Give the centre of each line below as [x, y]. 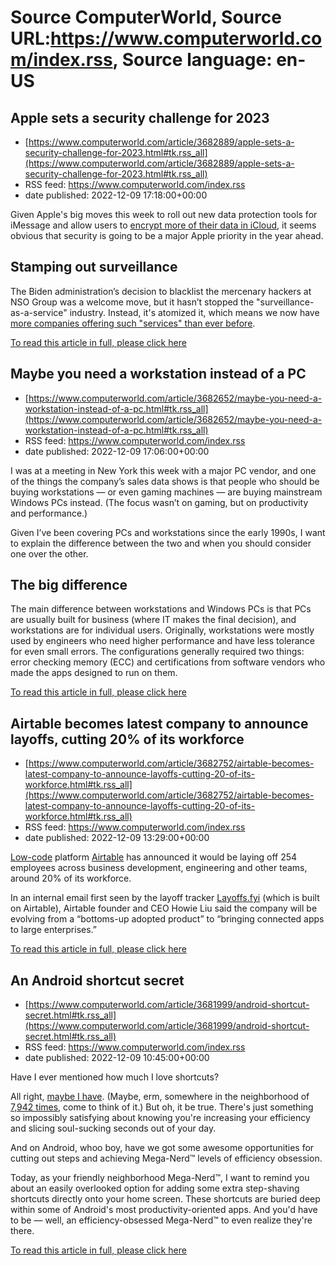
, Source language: [192, 60]
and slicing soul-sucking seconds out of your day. [113, 1128]
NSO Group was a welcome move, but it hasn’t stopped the [132, 302]
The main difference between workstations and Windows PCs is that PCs [161, 609]
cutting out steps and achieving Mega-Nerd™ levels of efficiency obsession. [166, 1158]
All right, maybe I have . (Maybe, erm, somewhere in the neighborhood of [160, 1097]
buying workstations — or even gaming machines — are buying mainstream [166, 492]
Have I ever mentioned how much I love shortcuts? [115, 1077]
